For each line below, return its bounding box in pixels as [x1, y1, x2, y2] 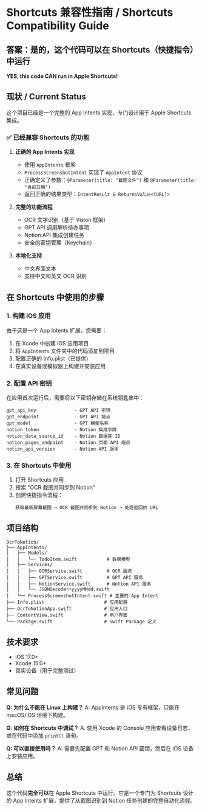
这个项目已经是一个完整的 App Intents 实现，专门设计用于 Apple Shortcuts [6, 109, 192, 116]
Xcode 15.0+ [15, 660, 47, 667]
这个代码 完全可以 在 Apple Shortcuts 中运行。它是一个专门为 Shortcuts [6, 789, 182, 797]
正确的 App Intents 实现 [15, 148, 75, 156]
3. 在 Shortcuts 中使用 [6, 462, 72, 470]
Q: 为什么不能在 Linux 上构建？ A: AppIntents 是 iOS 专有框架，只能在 [6, 704, 180, 711]
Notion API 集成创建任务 [24, 232, 85, 239]
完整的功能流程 [15, 203, 53, 210]
